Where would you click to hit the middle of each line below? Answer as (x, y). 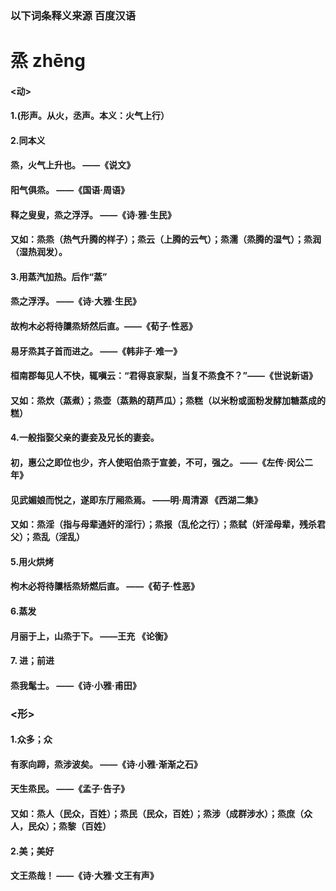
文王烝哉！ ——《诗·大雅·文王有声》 (84, 876)
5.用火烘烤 (32, 561)
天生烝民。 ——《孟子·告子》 (70, 789)
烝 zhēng (48, 61)
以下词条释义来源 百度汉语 (73, 15)
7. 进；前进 (32, 661)
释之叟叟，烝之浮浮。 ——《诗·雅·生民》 (93, 214)
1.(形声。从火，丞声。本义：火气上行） (90, 116)
